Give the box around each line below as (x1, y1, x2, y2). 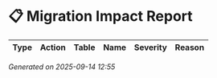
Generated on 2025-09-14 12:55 (8, 62, 116, 72)
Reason (174, 42, 205, 53)
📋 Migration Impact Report (8, 7, 193, 26)
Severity (133, 42, 167, 53)
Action (39, 42, 66, 53)
